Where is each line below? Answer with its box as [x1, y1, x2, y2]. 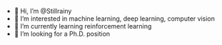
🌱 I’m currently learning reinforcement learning [14, 22, 152, 30]
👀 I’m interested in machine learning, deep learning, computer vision [14, 14, 216, 23]
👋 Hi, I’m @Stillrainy [14, 7, 72, 15]
